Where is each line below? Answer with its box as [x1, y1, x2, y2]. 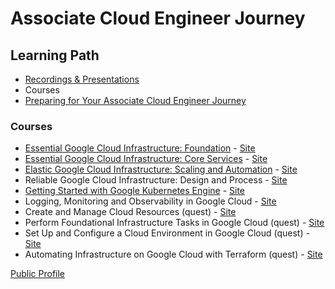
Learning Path [10, 47, 100, 64]
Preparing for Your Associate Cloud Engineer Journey [24, 95, 247, 106]
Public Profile [10, 268, 66, 280]
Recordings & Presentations [24, 73, 140, 85]
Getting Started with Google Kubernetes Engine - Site [24, 185, 246, 197]
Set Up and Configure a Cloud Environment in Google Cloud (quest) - [24, 227, 310, 239]
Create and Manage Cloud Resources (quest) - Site [24, 206, 237, 218]
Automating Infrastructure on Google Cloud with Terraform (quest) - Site [24, 248, 323, 261]
